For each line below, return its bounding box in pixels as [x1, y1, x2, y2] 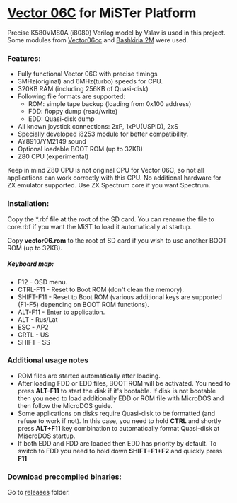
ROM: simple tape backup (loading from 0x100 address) [28, 100, 192, 108]
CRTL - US [17, 330, 50, 339]
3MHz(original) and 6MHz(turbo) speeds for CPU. [17, 77, 163, 86]
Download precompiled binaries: [7, 472, 122, 482]
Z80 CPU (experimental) [17, 152, 89, 161]
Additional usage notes [7, 355, 89, 365]
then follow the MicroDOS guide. [17, 401, 113, 410]
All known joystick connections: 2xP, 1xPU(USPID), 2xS [17, 122, 179, 131]
